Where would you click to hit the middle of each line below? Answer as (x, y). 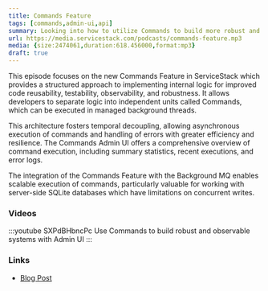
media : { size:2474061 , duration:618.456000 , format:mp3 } (102, 46)
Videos (22, 213)
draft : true (28, 53)
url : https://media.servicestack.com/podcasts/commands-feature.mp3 (125, 38)
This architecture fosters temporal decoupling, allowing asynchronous (124, 126)
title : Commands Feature (50, 16)
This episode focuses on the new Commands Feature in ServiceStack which (134, 76)
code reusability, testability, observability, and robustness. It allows (119, 93)
